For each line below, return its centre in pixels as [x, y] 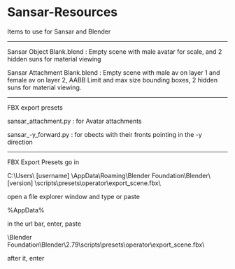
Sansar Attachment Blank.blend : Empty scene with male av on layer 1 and [114, 72]
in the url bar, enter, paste [44, 224]
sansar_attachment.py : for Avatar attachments [74, 121]
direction [20, 142]
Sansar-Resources [62, 12]
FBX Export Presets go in [43, 162]
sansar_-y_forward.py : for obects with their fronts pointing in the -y [105, 134]
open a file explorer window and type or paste [73, 196]
